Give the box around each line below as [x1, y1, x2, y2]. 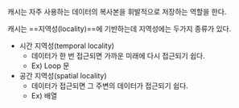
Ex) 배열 [31, 91, 58, 100]
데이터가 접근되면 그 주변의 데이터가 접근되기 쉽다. [31, 81, 188, 90]
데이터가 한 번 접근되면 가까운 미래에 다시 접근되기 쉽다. [31, 51, 206, 60]
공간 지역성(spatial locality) [19, 71, 107, 80]
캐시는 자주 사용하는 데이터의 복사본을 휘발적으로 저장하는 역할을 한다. [7, 7, 227, 16]
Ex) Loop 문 [31, 61, 70, 70]
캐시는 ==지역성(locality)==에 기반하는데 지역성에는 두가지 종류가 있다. [7, 24, 232, 34]
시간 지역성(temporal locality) [19, 41, 114, 50]
